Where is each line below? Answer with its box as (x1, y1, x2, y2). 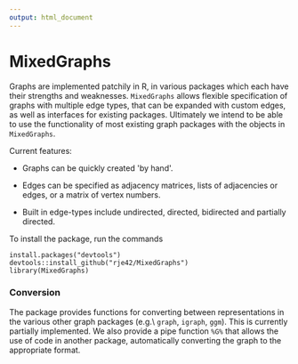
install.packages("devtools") (9, 250, 122, 259)
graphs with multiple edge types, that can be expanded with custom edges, (9, 100, 286, 110)
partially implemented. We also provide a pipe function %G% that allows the (9, 326, 278, 336)
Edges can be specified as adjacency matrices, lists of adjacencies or (21, 180, 278, 190)
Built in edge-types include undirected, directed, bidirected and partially (21, 206, 286, 217)
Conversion (9, 287, 60, 299)
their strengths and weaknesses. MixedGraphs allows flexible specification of (9, 90, 288, 101)
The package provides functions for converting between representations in (9, 306, 285, 317)
